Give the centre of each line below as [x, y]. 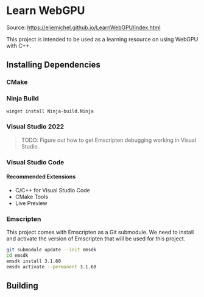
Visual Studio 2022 [35, 127]
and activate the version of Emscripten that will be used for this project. [96, 239]
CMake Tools [32, 197]
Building [22, 286]
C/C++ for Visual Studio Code [52, 190]
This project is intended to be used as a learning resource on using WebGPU [102, 39]
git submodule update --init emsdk [51, 250]
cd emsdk [17, 256]
